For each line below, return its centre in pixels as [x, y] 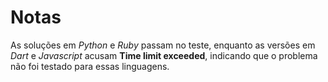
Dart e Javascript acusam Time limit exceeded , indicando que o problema [164, 55]
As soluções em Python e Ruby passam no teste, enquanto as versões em [163, 45]
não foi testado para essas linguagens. [90, 66]
